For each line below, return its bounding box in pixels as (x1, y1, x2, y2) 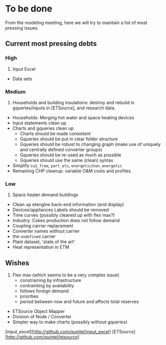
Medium (5, 88, 26, 95)
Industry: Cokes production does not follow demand (12, 218, 120, 224)
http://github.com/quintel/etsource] (6, 334, 80, 340)
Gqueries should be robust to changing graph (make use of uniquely (19, 141, 161, 147)
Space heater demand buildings (12, 192, 78, 198)
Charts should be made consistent (19, 130, 91, 136)
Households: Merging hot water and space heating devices (12, 114, 134, 120)
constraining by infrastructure (19, 277, 81, 283)
